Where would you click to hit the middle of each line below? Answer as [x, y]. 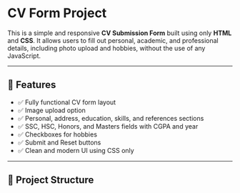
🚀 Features [32, 85]
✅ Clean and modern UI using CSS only [76, 150]
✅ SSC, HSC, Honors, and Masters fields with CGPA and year [108, 126]
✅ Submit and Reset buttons [59, 142]
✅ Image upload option [51, 110]
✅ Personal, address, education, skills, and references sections [111, 118]
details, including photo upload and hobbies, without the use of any [106, 48]
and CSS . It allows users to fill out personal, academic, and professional [113, 40]
